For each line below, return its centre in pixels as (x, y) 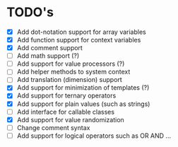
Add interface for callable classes (65, 112)
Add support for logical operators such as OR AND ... (94, 136)
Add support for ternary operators (66, 95)
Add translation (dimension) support (70, 80)
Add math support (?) (48, 56)
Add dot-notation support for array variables (81, 32)
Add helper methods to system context (73, 72)
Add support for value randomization (70, 119)
